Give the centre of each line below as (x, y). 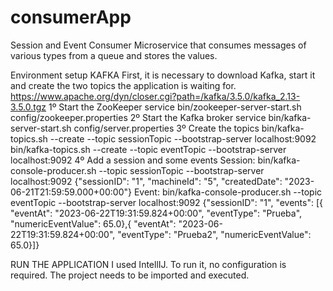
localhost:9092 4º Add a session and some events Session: (133, 160)
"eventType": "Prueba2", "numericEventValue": (214, 234)
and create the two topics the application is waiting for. (123, 85)
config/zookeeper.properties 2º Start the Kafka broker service (138, 117)
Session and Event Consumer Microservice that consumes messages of (158, 45)
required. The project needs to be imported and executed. (130, 275)
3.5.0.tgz (28, 107)
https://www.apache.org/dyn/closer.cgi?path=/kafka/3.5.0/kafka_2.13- (155, 96)
